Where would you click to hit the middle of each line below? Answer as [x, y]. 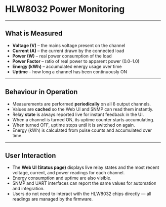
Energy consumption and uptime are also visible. [62, 178]
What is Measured [34, 33]
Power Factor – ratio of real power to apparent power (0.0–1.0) [76, 61]
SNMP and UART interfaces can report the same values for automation [84, 183]
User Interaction [31, 155]
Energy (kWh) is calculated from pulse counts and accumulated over [82, 130]
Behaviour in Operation [41, 92]
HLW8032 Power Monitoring [65, 9]
